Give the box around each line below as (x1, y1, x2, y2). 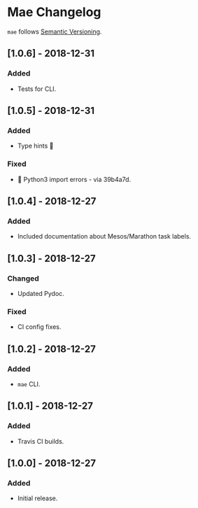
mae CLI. (17, 379, 41, 388)
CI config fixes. (17, 323, 62, 331)
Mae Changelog (7, 4, 101, 20)
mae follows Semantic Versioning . (7, 27, 102, 36)
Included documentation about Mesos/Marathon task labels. (17, 232, 191, 241)
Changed (7, 274, 40, 283)
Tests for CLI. (17, 85, 57, 93)
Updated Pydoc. (17, 289, 64, 297)
